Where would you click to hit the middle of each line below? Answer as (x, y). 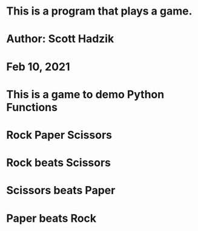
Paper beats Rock (51, 218)
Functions (32, 107)
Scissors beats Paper (61, 191)
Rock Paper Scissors (59, 135)
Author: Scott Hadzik (60, 39)
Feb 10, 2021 (38, 66)
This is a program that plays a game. (99, 11)
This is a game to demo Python (85, 94)
